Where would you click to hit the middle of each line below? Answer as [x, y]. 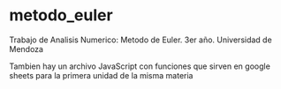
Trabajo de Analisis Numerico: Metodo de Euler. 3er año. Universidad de [140, 40]
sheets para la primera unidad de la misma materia [101, 75]
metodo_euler [61, 15]
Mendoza [27, 48]
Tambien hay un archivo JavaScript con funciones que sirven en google [140, 66]
